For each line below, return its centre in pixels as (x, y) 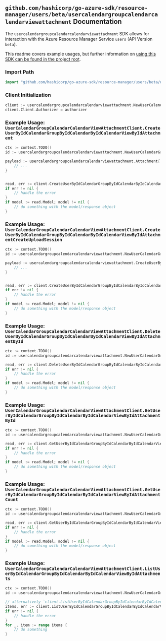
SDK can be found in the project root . (43, 59)
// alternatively (23, 602)
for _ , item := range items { (36, 625)
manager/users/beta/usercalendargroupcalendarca (82, 15)
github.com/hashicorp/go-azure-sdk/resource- (77, 8)
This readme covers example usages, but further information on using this (81, 54)
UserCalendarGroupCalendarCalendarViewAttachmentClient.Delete (83, 331)
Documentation (97, 22)
